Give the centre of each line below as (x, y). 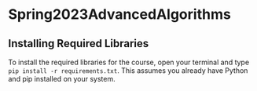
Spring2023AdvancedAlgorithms (120, 15)
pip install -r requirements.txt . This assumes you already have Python (128, 71)
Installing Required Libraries (79, 44)
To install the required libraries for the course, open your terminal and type (129, 62)
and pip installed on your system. (62, 79)
